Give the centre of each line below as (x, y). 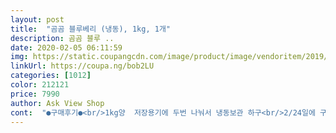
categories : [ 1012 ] (51, 76)
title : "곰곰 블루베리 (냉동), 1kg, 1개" (90, 29)
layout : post (37, 19)
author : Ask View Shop (57, 103)
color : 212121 (40, 85)
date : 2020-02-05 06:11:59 (66, 47)
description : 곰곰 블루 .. (62, 38)
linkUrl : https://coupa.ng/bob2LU (82, 66)
